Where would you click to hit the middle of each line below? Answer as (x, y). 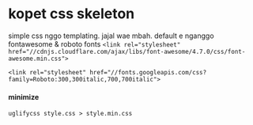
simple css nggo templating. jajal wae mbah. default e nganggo (111, 36)
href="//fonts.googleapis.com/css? (148, 72)
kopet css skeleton (72, 14)
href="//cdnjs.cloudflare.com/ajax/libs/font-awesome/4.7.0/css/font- (127, 51)
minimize (24, 97)
